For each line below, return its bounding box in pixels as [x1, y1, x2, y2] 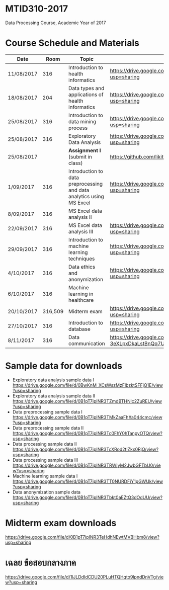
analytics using [68, 193, 104, 200]
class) [68, 159, 83, 166]
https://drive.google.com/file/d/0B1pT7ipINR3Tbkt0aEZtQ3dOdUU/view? [12, 494, 162, 500]
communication [68, 340, 106, 347]
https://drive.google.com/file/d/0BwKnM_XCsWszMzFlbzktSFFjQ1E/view [12, 382, 163, 388]
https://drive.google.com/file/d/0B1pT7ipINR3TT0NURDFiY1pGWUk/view [12, 478, 163, 484]
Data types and [68, 85, 105, 92]
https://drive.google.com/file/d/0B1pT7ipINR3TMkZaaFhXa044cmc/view [12, 414, 162, 420]
